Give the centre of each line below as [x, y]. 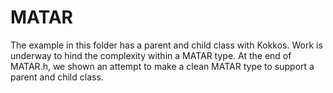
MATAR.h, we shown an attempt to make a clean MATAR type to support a [162, 66]
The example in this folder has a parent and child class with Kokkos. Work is [166, 45]
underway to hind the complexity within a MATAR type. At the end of [151, 55]
